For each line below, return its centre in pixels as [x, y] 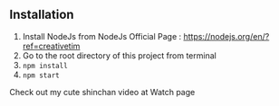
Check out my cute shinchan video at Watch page [102, 92]
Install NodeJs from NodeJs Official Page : [102, 36]
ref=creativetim [51, 46]
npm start [41, 75]
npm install [45, 66]
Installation [42, 15]
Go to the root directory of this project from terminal [120, 55]
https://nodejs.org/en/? [226, 36]
